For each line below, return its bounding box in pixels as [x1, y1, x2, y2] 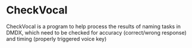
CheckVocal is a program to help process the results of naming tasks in [6, 23, 181, 30]
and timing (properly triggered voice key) [6, 35, 107, 42]
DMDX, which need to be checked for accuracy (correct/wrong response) [6, 29, 187, 36]
